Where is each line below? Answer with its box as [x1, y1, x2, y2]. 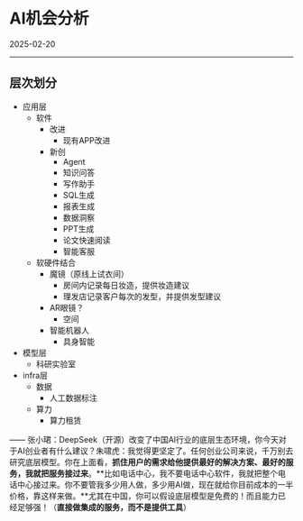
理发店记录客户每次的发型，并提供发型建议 [62, 290, 222, 302]
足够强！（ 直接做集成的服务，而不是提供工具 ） [16, 501, 191, 512]
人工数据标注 [49, 392, 97, 403]
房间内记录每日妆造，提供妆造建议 [62, 279, 190, 290]
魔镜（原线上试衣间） [49, 268, 129, 279]
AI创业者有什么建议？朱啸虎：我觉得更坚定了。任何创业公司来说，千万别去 [16, 445, 294, 456]
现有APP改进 [62, 134, 111, 145]
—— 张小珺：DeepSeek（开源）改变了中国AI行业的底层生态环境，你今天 [9, 434, 280, 444]
